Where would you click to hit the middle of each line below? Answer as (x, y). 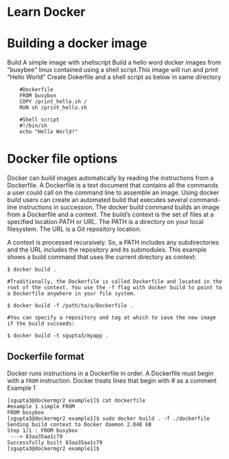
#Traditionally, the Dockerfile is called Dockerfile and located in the (115, 282)
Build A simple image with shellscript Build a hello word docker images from (114, 63)
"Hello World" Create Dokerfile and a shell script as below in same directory (114, 77)
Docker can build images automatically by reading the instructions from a (110, 178)
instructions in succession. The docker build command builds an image (119, 208)
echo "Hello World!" (49, 132)
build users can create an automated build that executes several (98, 200)
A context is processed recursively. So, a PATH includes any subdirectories (113, 243)
